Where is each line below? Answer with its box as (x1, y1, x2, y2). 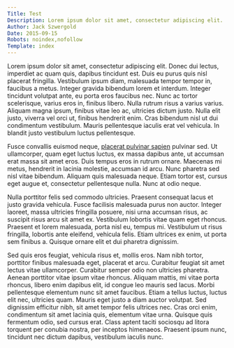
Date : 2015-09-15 (7, 29, 58, 37)
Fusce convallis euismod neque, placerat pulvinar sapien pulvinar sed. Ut (7, 143, 218, 150)
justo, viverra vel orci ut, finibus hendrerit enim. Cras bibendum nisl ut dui (7, 114, 219, 122)
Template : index (7, 43, 54, 50)
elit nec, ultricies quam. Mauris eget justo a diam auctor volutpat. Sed (7, 296, 207, 304)
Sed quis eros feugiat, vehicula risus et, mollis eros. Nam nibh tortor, (7, 251, 204, 259)
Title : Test (7, 10, 42, 17)
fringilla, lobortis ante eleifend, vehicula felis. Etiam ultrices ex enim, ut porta (7, 230, 227, 238)
